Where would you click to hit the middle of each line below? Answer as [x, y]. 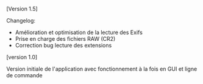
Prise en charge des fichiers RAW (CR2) [65, 39]
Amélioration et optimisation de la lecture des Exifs [79, 32]
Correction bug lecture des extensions [63, 45]
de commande [24, 75]
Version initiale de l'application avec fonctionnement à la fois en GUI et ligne [102, 69]
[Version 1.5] [22, 9]
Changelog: [21, 20]
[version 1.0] [22, 57]
